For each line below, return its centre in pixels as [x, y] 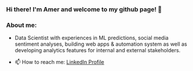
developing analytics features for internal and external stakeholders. [98, 50]
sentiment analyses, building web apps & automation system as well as [101, 44]
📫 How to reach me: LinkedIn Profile [59, 62]
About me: [22, 25]
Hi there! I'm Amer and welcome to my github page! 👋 [84, 9]
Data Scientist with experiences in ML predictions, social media [91, 38]
